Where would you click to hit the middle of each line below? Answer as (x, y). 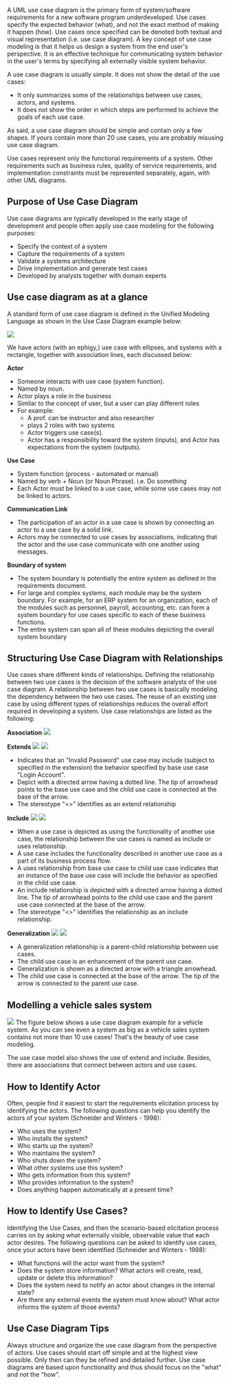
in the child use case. (47, 883)
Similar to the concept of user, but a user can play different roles (108, 403)
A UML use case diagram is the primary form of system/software (99, 10)
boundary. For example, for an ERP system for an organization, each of (117, 600)
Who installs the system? (52, 1138)
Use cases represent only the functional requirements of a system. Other (110, 158)
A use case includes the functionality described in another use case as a (120, 854)
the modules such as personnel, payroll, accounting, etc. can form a (113, 607)
